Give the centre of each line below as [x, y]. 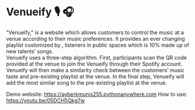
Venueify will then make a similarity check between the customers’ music [95, 70]
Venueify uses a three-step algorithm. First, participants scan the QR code [97, 57]
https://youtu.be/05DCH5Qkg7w [45, 100]
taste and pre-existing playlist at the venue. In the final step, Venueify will [95, 76]
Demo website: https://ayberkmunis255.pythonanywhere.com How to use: [97, 94]
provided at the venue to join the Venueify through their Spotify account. [94, 64]
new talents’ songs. [30, 51]
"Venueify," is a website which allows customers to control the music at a [95, 32]
